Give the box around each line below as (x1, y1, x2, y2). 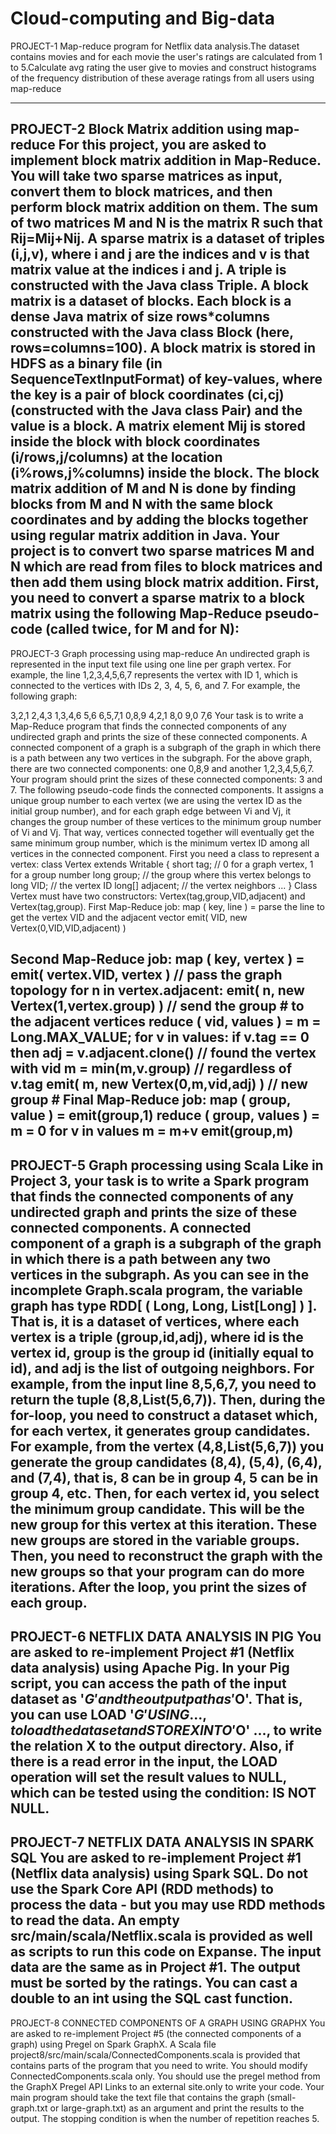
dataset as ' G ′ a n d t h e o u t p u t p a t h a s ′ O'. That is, (10, 1690, 303, 1707)
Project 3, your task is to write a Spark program (10, 1172, 310, 1189)
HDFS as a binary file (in (10, 355, 163, 372)
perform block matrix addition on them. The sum (10, 199, 319, 216)
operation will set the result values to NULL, (10, 1768, 287, 1786)
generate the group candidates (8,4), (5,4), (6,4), (10, 1453, 323, 1471)
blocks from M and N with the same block (10, 496, 274, 513)
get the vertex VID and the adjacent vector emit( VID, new (10, 911, 248, 923)
